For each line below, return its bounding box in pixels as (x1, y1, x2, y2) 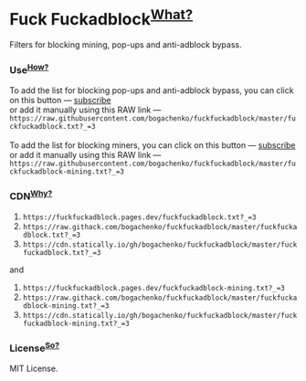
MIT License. (9, 363, 58, 374)
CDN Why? (9, 188, 53, 203)
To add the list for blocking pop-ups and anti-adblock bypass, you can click (9, 85, 294, 96)
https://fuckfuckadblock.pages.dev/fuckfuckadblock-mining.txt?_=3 (22, 283, 285, 292)
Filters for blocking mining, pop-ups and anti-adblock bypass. (9, 39, 242, 50)
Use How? (9, 62, 49, 77)
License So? (9, 340, 60, 355)
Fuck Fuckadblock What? (9, 5, 194, 30)
